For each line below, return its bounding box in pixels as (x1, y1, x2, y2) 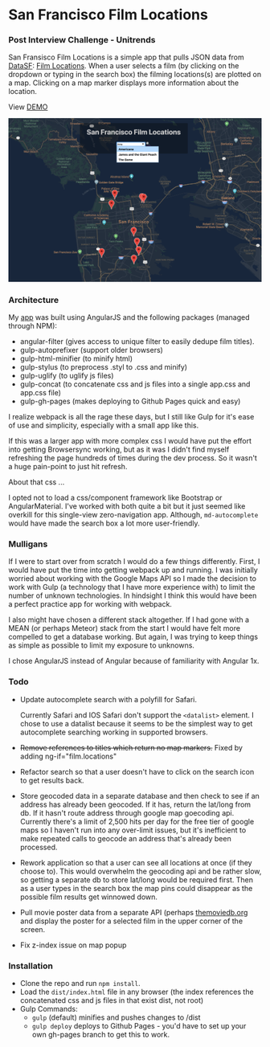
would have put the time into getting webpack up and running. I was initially (8, 565, 259, 575)
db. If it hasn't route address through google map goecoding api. (19, 808, 235, 817)
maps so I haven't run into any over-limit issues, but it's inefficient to (19, 825, 247, 835)
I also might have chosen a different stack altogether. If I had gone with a (8, 615, 250, 624)
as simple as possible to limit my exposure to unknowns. (8, 640, 195, 650)
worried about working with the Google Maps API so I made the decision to (8, 574, 257, 583)
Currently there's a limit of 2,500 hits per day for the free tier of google (19, 816, 255, 826)
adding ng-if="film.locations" (19, 751, 117, 761)
